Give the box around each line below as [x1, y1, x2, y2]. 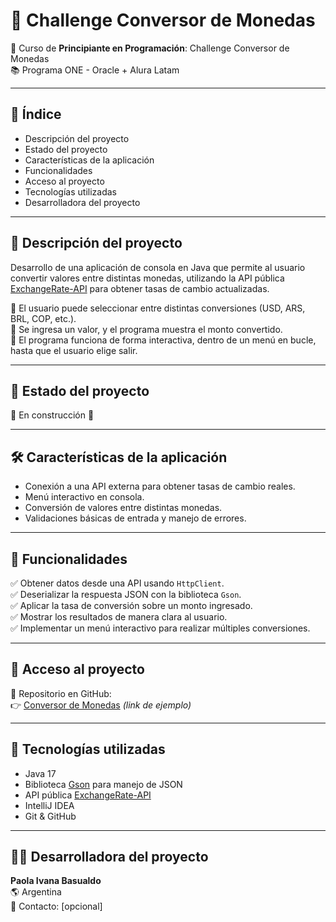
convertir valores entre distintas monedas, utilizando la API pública [10, 272, 285, 284]
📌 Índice [10, 106, 62, 123]
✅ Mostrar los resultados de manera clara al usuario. [10, 611, 228, 623]
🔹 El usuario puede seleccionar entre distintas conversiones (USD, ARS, [10, 302, 306, 314]
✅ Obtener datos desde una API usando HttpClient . [10, 577, 225, 589]
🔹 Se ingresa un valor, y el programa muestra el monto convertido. [10, 323, 283, 335]
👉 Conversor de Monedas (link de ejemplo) [10, 699, 192, 711]
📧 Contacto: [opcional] [10, 900, 103, 913]
